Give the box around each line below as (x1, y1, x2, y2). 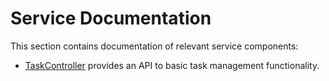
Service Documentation (10, 7, 212, 30)
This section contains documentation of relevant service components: (10, 40, 299, 52)
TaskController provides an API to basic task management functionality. (24, 59, 320, 71)
